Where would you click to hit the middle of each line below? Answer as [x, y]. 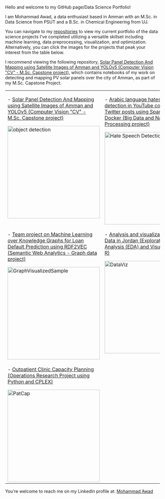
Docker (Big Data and [129, 118]
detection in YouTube [129, 106]
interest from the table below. [35, 52]
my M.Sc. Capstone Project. [33, 83]
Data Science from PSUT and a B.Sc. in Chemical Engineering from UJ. [77, 22]
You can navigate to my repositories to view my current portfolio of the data [82, 31]
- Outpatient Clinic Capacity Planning [51, 369]
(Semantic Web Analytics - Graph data [52, 253]
